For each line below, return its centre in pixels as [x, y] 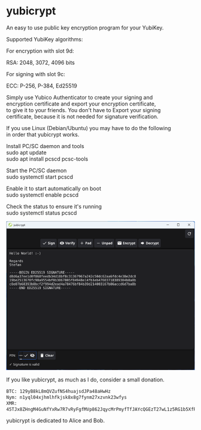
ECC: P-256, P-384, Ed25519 [42, 86]
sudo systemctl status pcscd [42, 213]
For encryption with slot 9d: [40, 51]
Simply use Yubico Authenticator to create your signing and [80, 97]
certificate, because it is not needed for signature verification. [82, 116]
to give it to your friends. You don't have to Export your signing [83, 110]
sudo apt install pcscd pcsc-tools [47, 159]
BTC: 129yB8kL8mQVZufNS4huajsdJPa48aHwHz [59, 392]
